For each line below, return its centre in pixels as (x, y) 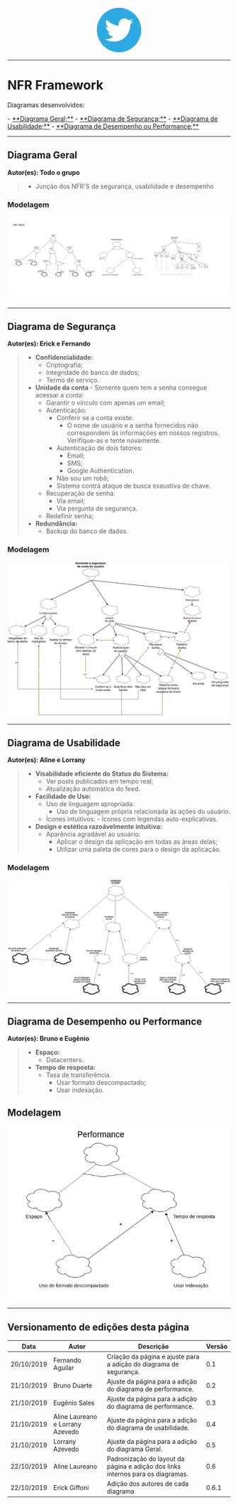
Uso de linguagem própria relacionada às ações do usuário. (143, 812)
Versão (217, 1346)
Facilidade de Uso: (63, 796)
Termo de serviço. (72, 380)
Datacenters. (64, 1060)
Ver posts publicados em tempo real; (100, 781)
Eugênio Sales (74, 1403)
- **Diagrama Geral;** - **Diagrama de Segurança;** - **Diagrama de (113, 119)
